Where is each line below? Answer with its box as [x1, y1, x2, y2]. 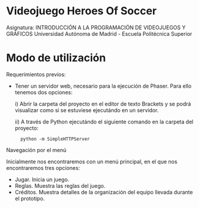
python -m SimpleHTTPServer [20, 136, 91, 142]
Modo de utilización [6, 51, 106, 65]
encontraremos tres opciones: [6, 164, 80, 171]
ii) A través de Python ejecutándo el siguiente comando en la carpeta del [14, 118, 194, 125]
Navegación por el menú [6, 146, 67, 153]
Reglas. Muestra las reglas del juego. [14, 182, 105, 189]
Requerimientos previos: [6, 70, 66, 78]
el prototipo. [14, 195, 45, 202]
